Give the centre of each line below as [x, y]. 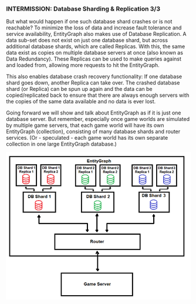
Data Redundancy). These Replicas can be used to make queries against [94, 59]
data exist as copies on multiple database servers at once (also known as [95, 53]
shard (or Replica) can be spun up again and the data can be [79, 89]
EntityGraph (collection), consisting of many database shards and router [93, 131]
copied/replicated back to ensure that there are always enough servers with [98, 95]
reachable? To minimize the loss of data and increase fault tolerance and [94, 28]
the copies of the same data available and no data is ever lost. [81, 102]
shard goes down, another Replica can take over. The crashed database [93, 83]
